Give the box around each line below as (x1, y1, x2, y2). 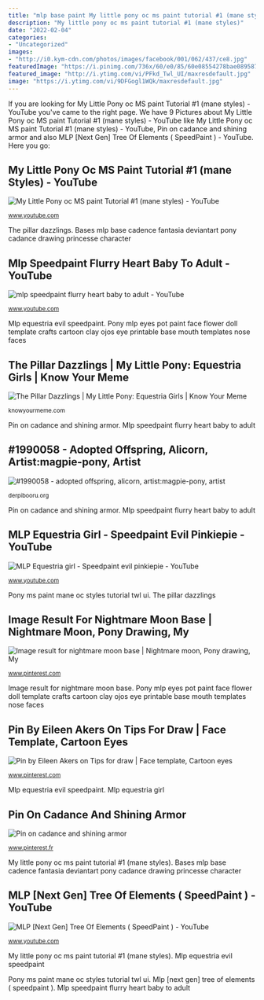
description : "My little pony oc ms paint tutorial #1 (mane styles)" (8, 19, 244, 27)
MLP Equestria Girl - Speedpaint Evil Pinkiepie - (8, 528, 245, 542)
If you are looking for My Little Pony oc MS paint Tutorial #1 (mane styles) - (8, 99, 251, 108)
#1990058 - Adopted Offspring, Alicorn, (8, 443, 208, 457)
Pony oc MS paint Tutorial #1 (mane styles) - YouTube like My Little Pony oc (8, 116, 253, 125)
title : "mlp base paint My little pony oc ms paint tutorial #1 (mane (8, 11, 244, 20)
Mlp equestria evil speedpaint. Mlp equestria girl (8, 785, 165, 795)
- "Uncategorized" (8, 41, 68, 49)
